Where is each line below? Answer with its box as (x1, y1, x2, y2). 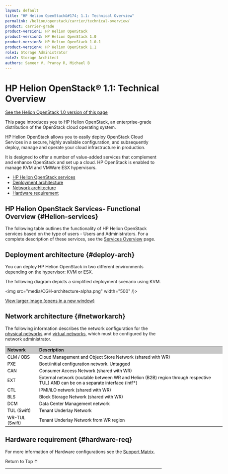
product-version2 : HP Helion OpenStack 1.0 (5, 34, 97, 39)
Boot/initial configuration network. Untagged (39, 361, 130, 367)
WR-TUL (7, 414, 26, 420)
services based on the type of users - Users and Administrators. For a (5, 231, 149, 237)
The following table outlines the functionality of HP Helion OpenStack (5, 226, 147, 232)
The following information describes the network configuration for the (5, 325, 148, 331)
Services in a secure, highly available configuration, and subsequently (5, 139, 149, 145)
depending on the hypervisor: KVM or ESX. (5, 269, 93, 275)
